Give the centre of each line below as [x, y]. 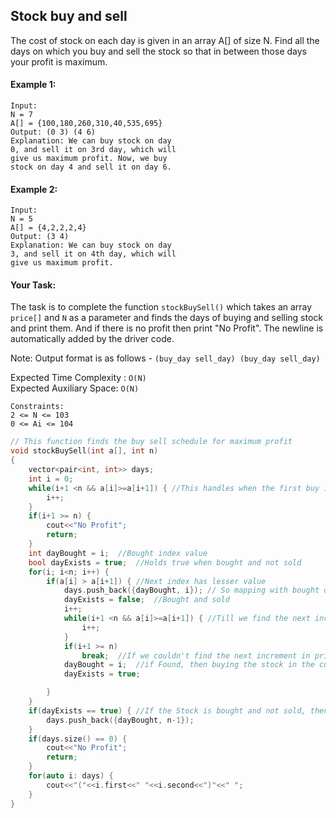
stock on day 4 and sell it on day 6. [91, 167]
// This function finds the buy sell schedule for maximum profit [151, 442]
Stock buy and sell [69, 16]
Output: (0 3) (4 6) [53, 132]
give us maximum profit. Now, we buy [89, 159]
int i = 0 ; [51, 479]
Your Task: [33, 285]
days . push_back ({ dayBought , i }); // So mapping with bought [191, 590]
